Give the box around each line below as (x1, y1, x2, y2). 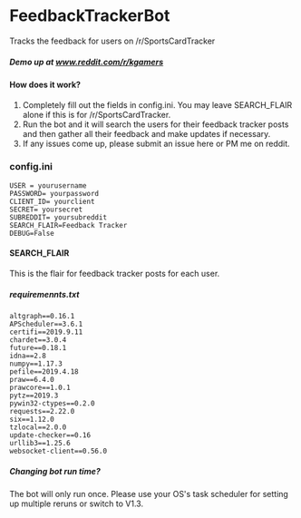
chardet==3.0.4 (9, 335, 67, 345)
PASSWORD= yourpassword (9, 189, 100, 198)
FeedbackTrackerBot (9, 5, 170, 26)
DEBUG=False (9, 229, 54, 238)
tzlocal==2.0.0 (9, 423, 67, 432)
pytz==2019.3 (9, 391, 59, 400)
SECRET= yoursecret (9, 205, 83, 214)
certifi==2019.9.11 (9, 327, 83, 337)
